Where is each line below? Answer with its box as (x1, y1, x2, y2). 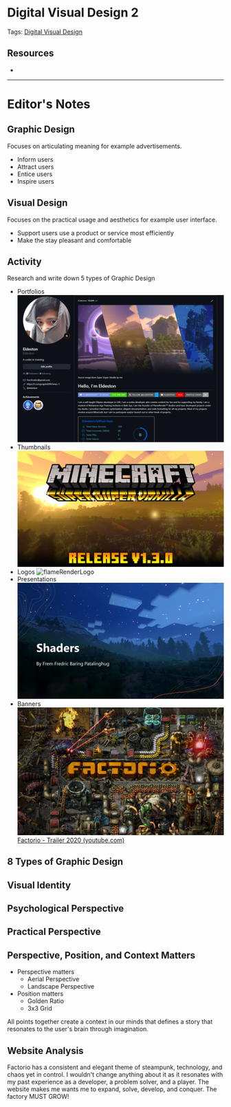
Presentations (16, 574, 57, 583)
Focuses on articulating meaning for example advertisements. (7, 142, 182, 150)
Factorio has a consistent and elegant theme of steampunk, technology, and (7, 1063, 223, 1071)
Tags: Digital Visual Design (7, 28, 82, 36)
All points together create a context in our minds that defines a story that (7, 1018, 213, 1026)
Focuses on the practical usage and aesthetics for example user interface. (7, 215, 218, 224)
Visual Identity (7, 879, 71, 891)
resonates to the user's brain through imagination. (7, 1025, 149, 1033)
